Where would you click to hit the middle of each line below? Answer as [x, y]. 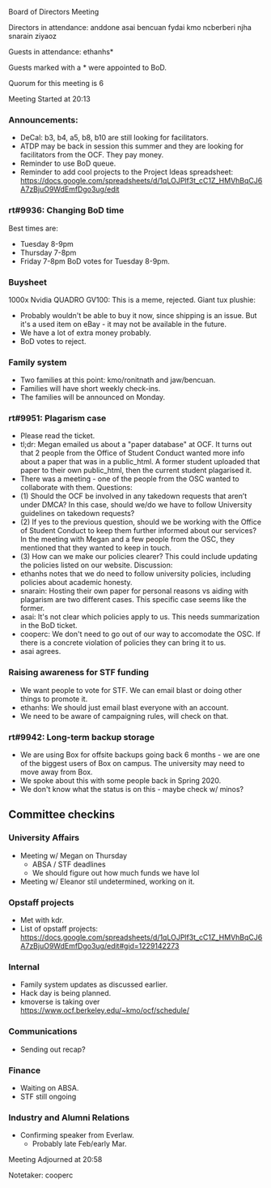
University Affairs [44, 837]
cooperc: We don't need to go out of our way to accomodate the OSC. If [140, 634]
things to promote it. [54, 699]
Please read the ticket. [57, 436]
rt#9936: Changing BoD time [66, 210]
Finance [25, 1070]
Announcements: [43, 119]
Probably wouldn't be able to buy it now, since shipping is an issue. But [138, 315]
